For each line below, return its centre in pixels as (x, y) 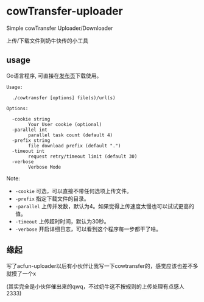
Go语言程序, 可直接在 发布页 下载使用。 (54, 75)
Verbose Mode (45, 167)
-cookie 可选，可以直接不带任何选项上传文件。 (73, 191)
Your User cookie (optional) (65, 124)
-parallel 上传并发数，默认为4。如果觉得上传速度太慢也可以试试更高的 (105, 206)
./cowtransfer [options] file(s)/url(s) (64, 98)
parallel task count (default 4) (71, 135)
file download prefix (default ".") (75, 146)
